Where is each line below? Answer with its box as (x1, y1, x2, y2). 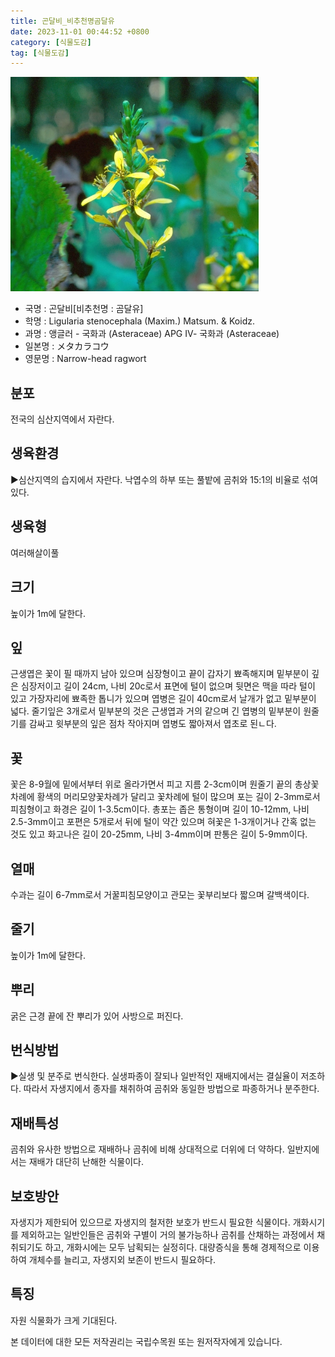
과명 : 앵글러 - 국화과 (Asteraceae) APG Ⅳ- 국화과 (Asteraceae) (24, 328, 280, 340)
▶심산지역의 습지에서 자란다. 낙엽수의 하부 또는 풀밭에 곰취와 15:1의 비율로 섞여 (10, 473, 319, 485)
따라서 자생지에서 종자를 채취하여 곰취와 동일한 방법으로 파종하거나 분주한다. (23, 1083, 320, 1095)
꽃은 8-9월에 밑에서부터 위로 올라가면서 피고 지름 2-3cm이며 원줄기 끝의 (10, 778, 293, 790)
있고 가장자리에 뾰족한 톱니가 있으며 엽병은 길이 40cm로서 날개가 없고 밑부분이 (10, 693, 317, 705)
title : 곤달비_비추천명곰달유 (10, 16, 115, 26)
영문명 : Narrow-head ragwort (24, 353, 147, 365)
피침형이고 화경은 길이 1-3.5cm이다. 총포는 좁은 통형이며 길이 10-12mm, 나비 (10, 803, 310, 815)
